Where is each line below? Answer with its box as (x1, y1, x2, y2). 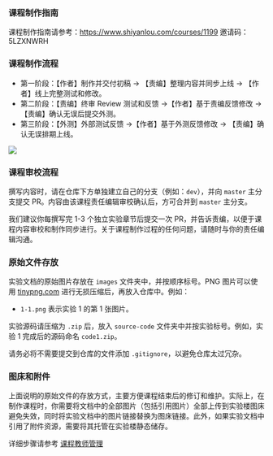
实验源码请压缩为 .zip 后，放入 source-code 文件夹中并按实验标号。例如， (8, 321, 257, 331)
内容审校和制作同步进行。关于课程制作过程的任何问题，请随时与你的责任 (15, 224, 258, 233)
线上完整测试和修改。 (34, 88, 106, 98)
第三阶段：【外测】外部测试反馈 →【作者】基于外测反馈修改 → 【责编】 (19, 119, 258, 128)
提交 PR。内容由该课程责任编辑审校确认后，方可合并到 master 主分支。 (15, 197, 252, 206)
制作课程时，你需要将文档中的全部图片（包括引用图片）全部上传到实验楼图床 (8, 401, 265, 411)
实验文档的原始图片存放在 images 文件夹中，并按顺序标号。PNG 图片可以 (8, 276, 251, 286)
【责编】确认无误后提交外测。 (19, 108, 120, 119)
